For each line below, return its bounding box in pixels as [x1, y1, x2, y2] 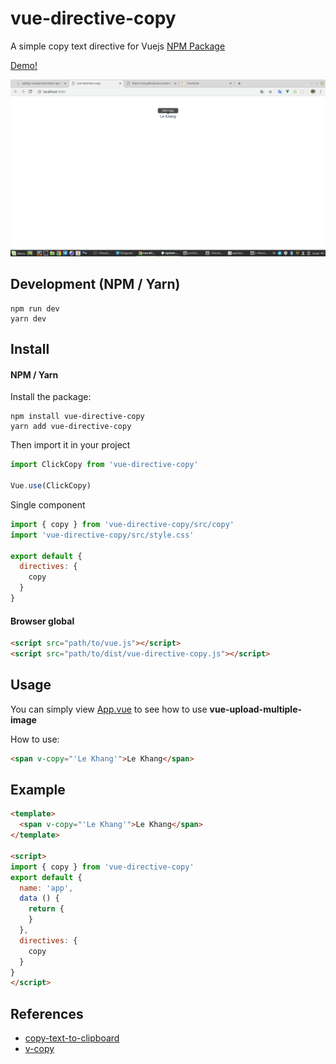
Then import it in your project [10, 439, 131, 451]
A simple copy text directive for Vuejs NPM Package [10, 40, 226, 52]
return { [28, 904, 65, 914]
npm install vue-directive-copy [10, 412, 145, 422]
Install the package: [10, 391, 92, 403]
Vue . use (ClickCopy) [10, 481, 92, 491]
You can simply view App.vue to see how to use [10, 703, 208, 715]
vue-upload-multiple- [209, 703, 303, 715]
